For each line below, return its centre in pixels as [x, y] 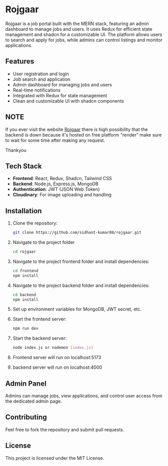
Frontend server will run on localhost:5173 [57, 358]
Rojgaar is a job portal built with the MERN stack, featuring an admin [77, 24]
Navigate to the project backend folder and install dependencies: [81, 285]
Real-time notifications [37, 90]
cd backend [24, 295]
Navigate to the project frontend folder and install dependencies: [81, 261]
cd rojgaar [24, 252]
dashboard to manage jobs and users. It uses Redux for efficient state [79, 29]
